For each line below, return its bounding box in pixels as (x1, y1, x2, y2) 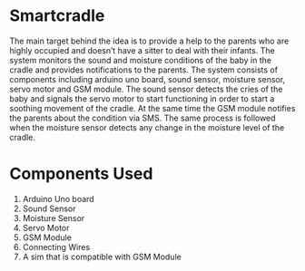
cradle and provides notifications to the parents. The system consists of (9, 64, 279, 75)
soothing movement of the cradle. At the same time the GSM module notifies (9, 102, 296, 113)
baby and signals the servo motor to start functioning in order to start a (9, 92, 275, 104)
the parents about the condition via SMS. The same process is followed (9, 112, 276, 123)
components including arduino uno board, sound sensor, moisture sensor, (9, 73, 286, 84)
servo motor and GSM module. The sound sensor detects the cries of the (9, 83, 283, 94)
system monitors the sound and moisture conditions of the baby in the (9, 54, 272, 65)
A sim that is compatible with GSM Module (22, 251, 182, 262)
